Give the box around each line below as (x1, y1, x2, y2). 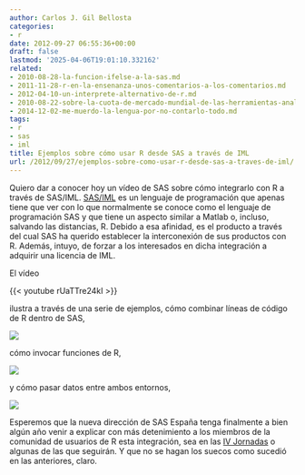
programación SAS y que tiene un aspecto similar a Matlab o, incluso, (9, 211, 270, 222)
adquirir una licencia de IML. (9, 249, 116, 260)
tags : (9, 115, 30, 124)
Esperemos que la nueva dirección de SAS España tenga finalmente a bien (9, 416, 289, 428)
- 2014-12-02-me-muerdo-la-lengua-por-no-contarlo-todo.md (9, 106, 238, 116)
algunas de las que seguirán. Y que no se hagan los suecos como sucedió (9, 445, 288, 456)
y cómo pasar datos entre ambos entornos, (9, 381, 171, 392)
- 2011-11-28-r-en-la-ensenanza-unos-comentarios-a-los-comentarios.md (9, 81, 286, 90)
